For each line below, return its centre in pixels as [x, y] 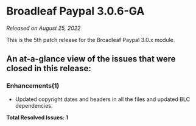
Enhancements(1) [33, 86]
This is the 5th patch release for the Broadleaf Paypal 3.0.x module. [91, 40]
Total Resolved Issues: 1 [37, 117]
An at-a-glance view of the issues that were [91, 59]
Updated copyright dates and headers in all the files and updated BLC [103, 99]
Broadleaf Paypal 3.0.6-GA [75, 11]
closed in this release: [49, 68]
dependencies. [34, 105]
